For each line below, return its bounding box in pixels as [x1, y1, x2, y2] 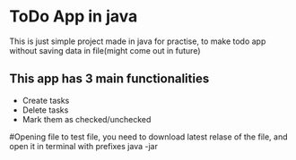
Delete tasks [22, 105, 69, 115]
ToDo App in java [9, 6, 138, 27]
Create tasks [22, 95, 70, 105]
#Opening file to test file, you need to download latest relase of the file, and [9, 131, 289, 142]
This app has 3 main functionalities [9, 72, 210, 87]
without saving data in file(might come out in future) [9, 45, 201, 55]
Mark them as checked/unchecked [22, 114, 152, 124]
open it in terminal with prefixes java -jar [9, 140, 159, 151]
